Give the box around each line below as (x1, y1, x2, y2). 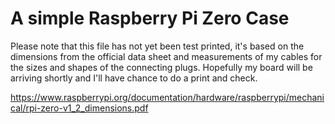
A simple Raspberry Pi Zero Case (10, 7, 290, 30)
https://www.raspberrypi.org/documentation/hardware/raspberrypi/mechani (10, 91, 325, 103)
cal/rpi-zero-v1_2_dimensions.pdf (10, 102, 149, 114)
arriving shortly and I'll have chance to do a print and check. (10, 72, 258, 84)
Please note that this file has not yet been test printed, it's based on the (10, 40, 305, 52)
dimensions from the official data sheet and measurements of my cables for (10, 50, 323, 62)
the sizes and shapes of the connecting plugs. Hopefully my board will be (10, 61, 313, 73)
